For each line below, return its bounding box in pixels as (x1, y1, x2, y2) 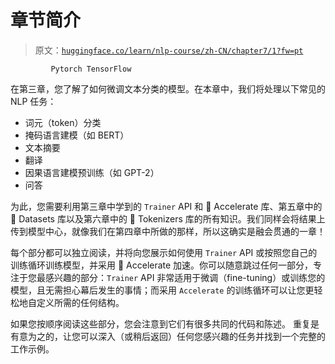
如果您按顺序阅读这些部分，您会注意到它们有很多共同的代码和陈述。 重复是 (10, 317, 320, 330)
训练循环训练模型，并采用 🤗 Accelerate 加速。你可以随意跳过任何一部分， (10, 259, 314, 271)
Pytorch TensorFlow (50, 64, 132, 74)
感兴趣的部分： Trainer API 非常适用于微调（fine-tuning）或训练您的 (44, 271, 326, 283)
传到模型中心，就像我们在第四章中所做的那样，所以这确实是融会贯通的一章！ (10, 225, 326, 237)
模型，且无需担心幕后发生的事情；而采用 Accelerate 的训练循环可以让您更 (10, 284, 315, 296)
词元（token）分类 (24, 116, 102, 128)
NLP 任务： (10, 95, 57, 107)
